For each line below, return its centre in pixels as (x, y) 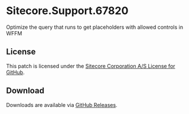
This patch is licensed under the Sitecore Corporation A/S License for (91, 66)
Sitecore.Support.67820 (67, 11)
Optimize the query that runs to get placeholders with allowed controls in (94, 27)
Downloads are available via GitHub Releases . (62, 105)
